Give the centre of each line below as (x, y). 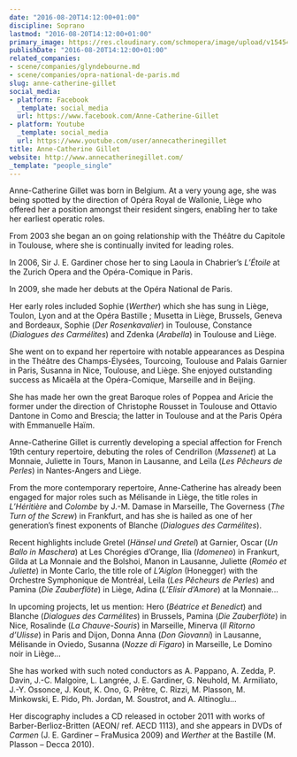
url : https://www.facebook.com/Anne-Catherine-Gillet (118, 116)
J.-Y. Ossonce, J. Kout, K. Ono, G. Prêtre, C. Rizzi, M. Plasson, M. (127, 690)
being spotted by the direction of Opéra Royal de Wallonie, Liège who (136, 200)
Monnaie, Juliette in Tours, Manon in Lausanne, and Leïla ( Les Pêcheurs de (146, 461)
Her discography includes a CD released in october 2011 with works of (137, 716)
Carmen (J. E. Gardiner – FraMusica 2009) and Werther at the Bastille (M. (143, 735)
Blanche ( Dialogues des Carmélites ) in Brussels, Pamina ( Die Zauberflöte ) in (148, 616)
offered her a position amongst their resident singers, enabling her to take (144, 210)
